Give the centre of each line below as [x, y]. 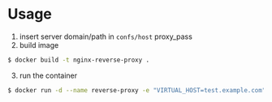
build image [39, 45]
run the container [48, 75]
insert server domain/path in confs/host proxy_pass [106, 36]
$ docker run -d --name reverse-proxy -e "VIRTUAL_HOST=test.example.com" [137, 90]
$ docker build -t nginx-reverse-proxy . [79, 60]
